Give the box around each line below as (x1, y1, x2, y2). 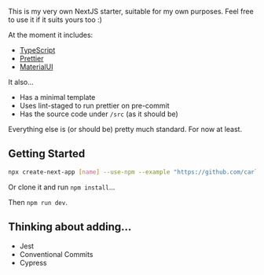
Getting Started (8, 147, 86, 160)
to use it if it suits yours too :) (8, 15, 102, 24)
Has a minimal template (19, 93, 96, 101)
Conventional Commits (19, 249, 93, 258)
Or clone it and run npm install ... (8, 182, 115, 192)
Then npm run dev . (8, 197, 68, 207)
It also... (8, 78, 34, 86)
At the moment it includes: (8, 31, 93, 39)
